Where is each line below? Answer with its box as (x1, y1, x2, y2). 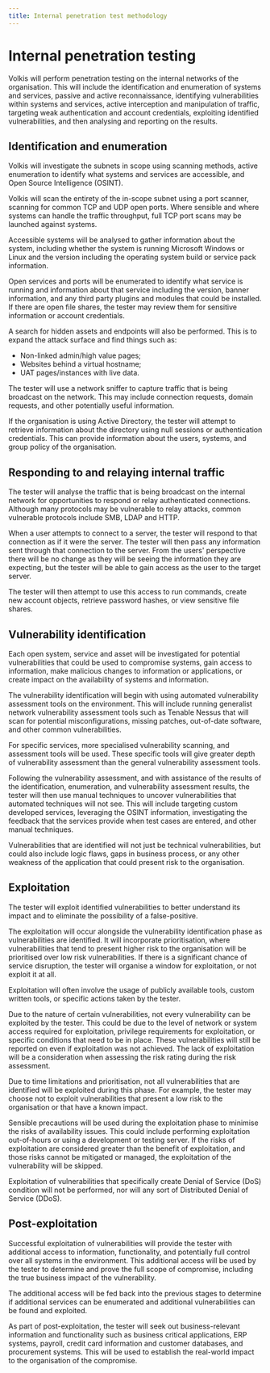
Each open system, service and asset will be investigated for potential (8, 649, 240, 658)
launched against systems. (8, 220, 98, 229)
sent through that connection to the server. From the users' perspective (8, 546, 246, 556)
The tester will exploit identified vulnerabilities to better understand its (8, 902, 240, 912)
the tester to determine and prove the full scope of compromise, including (8, 1264, 254, 1274)
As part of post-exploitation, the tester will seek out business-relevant (8, 1321, 240, 1331)
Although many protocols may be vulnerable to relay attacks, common (8, 504, 242, 514)
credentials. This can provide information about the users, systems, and (8, 434, 247, 443)
